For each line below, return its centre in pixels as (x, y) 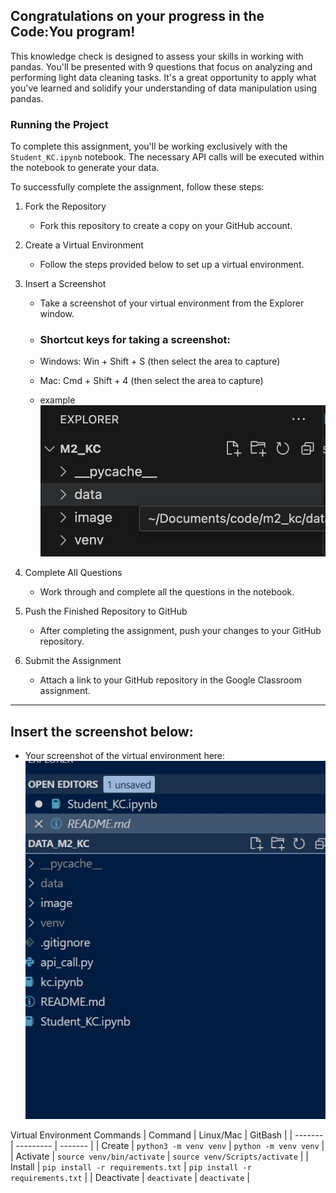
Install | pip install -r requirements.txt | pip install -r (131, 1167)
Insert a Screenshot (65, 284)
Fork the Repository (65, 206)
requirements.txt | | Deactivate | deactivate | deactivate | (130, 1178)
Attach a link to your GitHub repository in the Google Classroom (170, 680)
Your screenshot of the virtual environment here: (125, 756)
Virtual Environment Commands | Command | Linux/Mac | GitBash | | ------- (167, 1135)
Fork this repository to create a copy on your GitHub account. (166, 226)
